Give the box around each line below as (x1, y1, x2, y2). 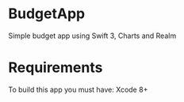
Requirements (8, 59, 103, 77)
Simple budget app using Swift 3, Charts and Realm (8, 31, 177, 40)
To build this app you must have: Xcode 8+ (8, 85, 148, 94)
